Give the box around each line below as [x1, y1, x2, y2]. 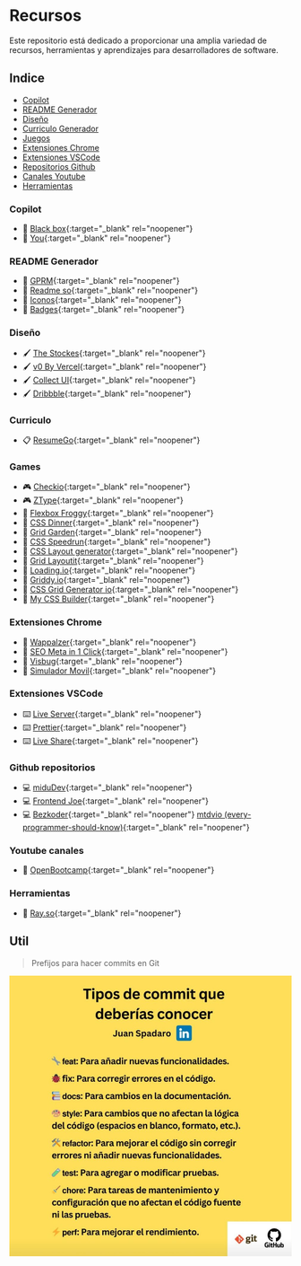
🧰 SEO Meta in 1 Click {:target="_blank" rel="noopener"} [21, 646, 228, 656]
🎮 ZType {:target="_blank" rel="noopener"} [21, 495, 184, 506]
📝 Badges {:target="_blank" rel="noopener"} [21, 304, 185, 315]
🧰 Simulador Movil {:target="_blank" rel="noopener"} [21, 665, 217, 676]
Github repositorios [9, 760, 96, 773]
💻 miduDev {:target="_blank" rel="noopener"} [21, 782, 193, 793]
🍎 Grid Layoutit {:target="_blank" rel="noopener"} [21, 556, 204, 567]
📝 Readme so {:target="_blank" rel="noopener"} [21, 285, 199, 296]
